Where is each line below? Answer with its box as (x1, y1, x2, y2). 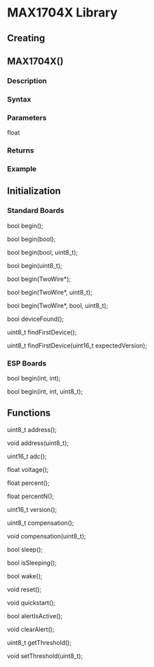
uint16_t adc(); (7, 452, 47, 460)
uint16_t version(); (7, 505, 57, 513)
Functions (7, 407, 51, 419)
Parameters (7, 113, 47, 122)
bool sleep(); (7, 545, 43, 554)
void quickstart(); (7, 598, 56, 607)
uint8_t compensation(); (7, 519, 75, 527)
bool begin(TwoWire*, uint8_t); (7, 288, 92, 296)
